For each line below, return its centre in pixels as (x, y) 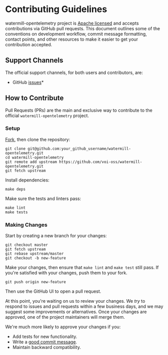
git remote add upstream (31, 162)
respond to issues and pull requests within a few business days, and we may (84, 306)
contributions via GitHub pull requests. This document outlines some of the (83, 28)
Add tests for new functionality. (45, 337)
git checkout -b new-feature (36, 258)
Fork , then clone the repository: (38, 139)
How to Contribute (35, 98)
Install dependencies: (27, 180)
